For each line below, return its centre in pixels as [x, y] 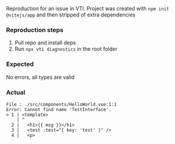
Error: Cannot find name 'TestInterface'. [59, 109]
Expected [20, 64]
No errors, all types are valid [40, 77]
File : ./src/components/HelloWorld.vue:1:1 [61, 104]
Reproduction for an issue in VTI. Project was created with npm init [87, 9]
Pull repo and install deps [45, 43]
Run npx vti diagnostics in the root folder [66, 49]
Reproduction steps [35, 30]
